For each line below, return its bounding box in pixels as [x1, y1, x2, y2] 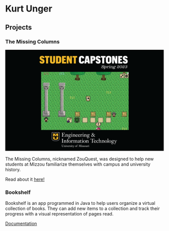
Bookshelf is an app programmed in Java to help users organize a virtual [5, 200, 155, 206]
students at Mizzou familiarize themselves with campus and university [5, 161, 151, 167]
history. [5, 166, 21, 172]
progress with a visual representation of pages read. [5, 211, 114, 217]
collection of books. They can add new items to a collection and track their [5, 205, 160, 211]
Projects [5, 23, 32, 32]
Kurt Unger [5, 3, 53, 15]
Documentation [5, 220, 37, 226]
